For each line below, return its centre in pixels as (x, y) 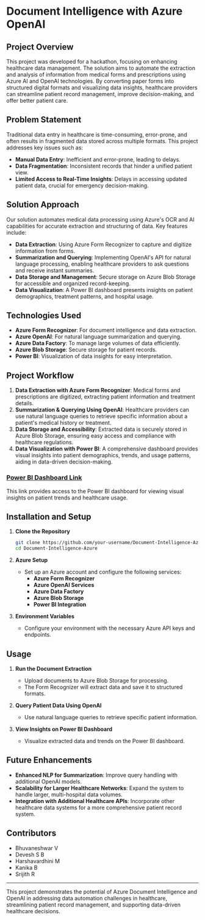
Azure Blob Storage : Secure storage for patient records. (86, 350)
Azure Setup (31, 560)
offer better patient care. (37, 100)
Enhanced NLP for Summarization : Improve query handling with (96, 775)
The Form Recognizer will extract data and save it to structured (103, 687)
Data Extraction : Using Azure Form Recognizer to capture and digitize (103, 244)
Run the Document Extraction (53, 668)
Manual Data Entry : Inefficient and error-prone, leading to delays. (98, 159)
